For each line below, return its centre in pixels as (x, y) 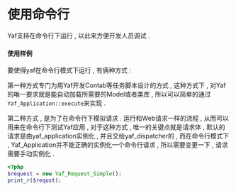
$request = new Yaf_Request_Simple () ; (64, 174)
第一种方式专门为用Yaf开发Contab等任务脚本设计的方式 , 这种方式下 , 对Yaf (117, 85)
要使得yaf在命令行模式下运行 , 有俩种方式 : (69, 70)
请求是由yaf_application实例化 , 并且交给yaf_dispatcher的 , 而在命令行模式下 (118, 136)
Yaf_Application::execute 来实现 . (57, 103)
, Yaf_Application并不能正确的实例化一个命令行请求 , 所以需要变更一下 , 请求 (118, 145)
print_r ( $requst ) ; (34, 180)
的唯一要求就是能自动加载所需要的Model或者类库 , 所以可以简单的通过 (109, 94)
